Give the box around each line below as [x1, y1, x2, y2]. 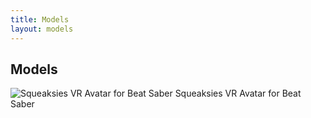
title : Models [10, 14, 70, 25]
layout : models [10, 24, 74, 34]
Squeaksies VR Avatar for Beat [174, 87, 302, 100]
